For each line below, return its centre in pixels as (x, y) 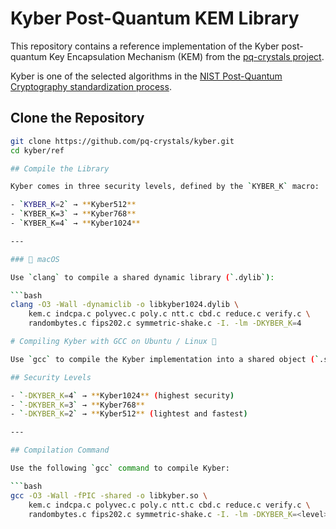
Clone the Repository (77, 118)
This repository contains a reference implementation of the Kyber (145, 46)
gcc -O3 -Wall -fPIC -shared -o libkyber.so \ (109, 495)
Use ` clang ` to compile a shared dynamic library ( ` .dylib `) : (142, 277)
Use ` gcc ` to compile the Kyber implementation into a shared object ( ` (165, 359)
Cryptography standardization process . (91, 86)
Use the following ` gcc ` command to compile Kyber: (120, 468)
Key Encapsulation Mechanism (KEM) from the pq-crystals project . (187, 56)
